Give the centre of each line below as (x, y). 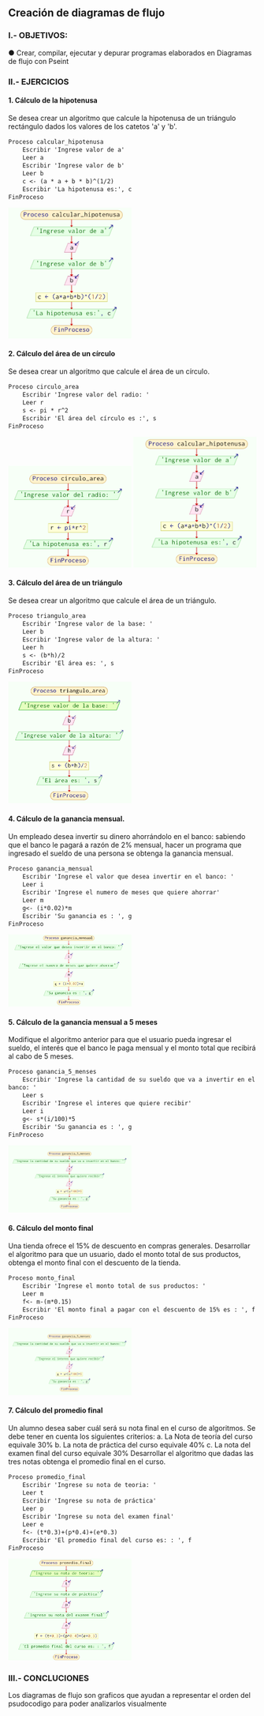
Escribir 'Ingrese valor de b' (74, 165)
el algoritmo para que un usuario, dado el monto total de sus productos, (125, 1254)
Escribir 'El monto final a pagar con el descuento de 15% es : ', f (139, 1310)
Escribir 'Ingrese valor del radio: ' (86, 394)
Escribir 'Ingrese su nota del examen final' (99, 1516)
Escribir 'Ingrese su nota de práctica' (89, 1500)
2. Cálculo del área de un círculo (62, 354)
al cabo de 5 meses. (41, 1056)
